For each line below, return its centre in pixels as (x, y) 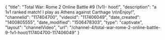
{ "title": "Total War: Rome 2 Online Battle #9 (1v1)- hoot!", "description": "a (81, 7)
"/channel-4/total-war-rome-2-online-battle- (115, 27)
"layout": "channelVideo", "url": (37, 27)
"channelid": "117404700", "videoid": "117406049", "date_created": (73, 17)
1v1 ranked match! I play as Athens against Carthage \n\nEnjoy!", (70, 12)
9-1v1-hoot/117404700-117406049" (41, 33)
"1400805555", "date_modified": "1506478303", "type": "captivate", (74, 22)
